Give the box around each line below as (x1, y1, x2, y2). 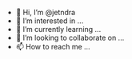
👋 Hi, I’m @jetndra (15, 8, 76, 17)
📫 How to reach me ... (15, 42, 90, 51)
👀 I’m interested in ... (15, 16, 84, 26)
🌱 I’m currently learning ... (15, 25, 102, 33)
